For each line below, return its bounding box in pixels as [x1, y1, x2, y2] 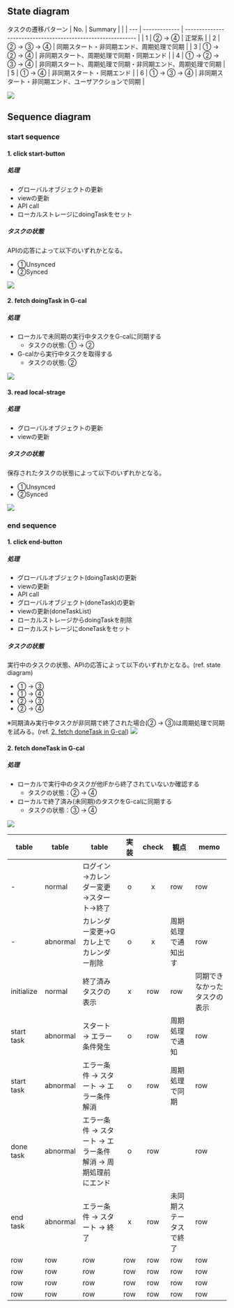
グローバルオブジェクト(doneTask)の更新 [17, 598, 136, 607]
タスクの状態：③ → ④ [27, 805, 97, 814]
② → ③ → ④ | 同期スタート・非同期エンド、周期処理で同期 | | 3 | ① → [7, 42, 219, 51]
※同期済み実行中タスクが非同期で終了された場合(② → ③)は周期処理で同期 [7, 719, 225, 727]
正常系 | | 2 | [185, 34, 221, 42]
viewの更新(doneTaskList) [17, 607, 92, 616]
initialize [10, 986, 38, 996]
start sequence [7, 132, 61, 142]
